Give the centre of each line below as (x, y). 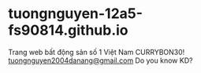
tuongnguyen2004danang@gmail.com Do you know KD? (100, 60)
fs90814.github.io (68, 30)
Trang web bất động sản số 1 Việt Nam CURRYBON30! (97, 52)
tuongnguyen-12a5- (76, 14)
